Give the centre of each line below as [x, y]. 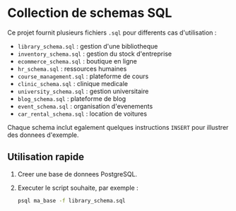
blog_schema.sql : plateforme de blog [72, 98]
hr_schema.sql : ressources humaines [72, 68]
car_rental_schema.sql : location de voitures [82, 114]
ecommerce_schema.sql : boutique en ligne [77, 61]
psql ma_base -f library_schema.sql [71, 200]
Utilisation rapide [46, 157]
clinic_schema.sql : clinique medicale [73, 83]
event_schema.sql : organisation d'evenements [85, 106]
